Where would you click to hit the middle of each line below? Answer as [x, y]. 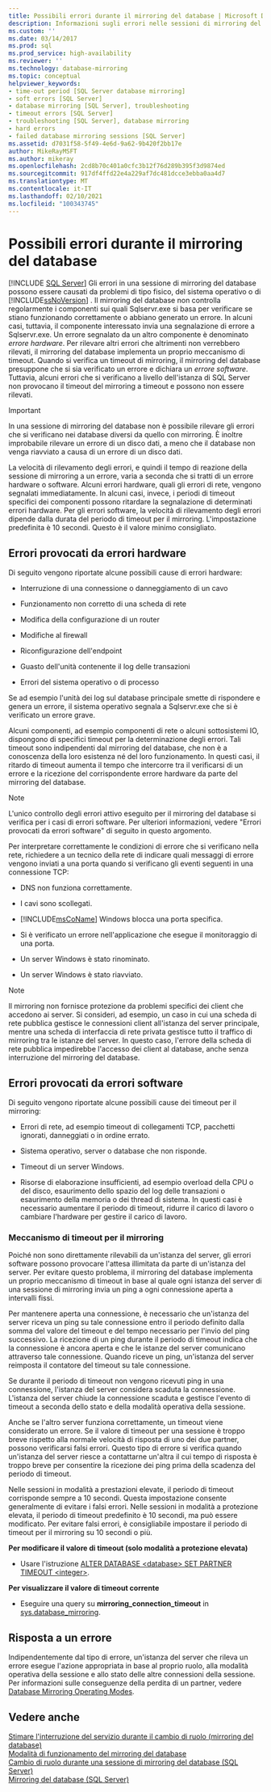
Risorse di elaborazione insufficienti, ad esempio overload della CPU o [137, 1183]
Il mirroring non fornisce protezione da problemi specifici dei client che [126, 1006]
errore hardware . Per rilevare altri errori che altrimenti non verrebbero [124, 344]
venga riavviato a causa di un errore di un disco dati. [96, 452]
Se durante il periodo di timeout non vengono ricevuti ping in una [116, 1381]
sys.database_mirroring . [60, 1613]
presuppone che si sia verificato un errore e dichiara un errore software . [128, 369]
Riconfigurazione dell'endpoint [71, 651]
